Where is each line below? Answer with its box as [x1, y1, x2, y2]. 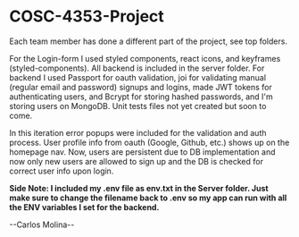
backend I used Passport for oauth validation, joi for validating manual [9, 72, 266, 82]
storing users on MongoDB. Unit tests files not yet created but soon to [9, 100, 267, 111]
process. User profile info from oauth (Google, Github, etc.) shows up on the [9, 137, 290, 148]
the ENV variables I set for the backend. [9, 201, 160, 212]
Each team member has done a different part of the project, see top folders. [9, 36, 288, 47]
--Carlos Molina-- [9, 219, 75, 230]
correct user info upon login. [9, 165, 114, 176]
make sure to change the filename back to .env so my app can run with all [9, 192, 287, 203]
